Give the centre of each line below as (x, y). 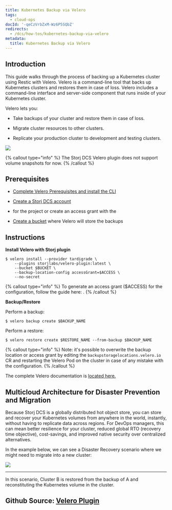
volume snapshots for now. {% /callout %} (50, 163)
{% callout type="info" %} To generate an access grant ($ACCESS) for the (84, 287)
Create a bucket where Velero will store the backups (68, 221)
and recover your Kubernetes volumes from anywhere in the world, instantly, (86, 418)
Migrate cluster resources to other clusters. (58, 128)
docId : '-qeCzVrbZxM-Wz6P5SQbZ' (40, 24)
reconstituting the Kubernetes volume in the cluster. (60, 485)
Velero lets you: (22, 108)
